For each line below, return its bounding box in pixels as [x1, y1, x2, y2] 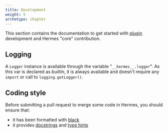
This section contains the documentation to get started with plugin [5, 30, 142, 36]
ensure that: [5, 107, 30, 113]
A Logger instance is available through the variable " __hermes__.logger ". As [5, 63, 160, 69]
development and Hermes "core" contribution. [5, 35, 101, 41]
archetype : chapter [5, 16, 46, 21]
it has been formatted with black [12, 117, 79, 122]
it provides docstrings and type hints [12, 122, 89, 128]
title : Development [5, 7, 46, 12]
